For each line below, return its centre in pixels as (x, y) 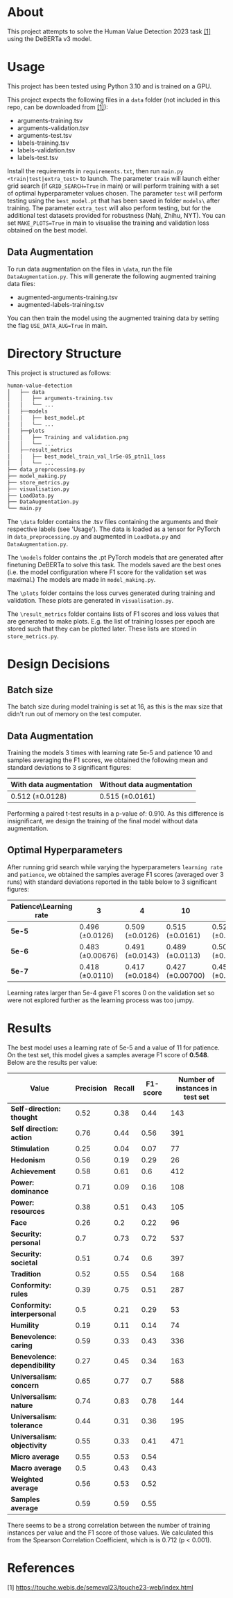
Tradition (26, 1274)
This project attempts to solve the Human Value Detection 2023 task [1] (109, 31)
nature (22, 1405)
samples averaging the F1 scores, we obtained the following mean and (107, 760)
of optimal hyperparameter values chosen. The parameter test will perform (115, 193)
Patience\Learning (42, 906)
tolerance (27, 1425)
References (41, 1568)
